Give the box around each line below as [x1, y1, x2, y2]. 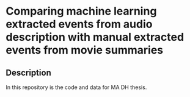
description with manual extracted [5, 31, 185, 44]
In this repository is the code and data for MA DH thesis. [5, 84, 147, 91]
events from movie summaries [5, 43, 164, 57]
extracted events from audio [5, 17, 153, 31]
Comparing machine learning [5, 4, 157, 18]
